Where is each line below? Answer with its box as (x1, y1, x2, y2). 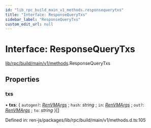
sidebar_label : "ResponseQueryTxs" (5, 17, 81, 22)
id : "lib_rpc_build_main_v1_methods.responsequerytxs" (5, 7, 124, 13)
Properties (5, 75, 40, 84)
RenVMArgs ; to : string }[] (5, 107, 59, 113)
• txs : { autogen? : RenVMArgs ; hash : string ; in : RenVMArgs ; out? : (5, 102, 144, 108)
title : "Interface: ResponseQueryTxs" (5, 12, 87, 17)
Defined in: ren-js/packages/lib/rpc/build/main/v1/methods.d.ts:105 (5, 117, 146, 123)
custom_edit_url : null (5, 21, 53, 27)
